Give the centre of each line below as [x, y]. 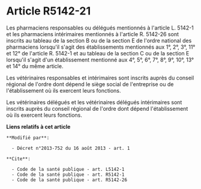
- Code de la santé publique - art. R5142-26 [70, 180]
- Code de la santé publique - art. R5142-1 [68, 175]
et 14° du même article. [35, 66]
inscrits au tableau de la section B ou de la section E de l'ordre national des [99, 40]
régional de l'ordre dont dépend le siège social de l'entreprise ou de [90, 84]
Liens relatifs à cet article [38, 126]
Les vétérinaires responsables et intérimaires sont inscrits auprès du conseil [100, 78]
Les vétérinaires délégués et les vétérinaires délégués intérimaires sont [94, 102]
